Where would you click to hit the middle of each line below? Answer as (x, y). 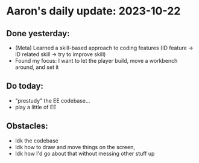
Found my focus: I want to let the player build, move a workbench (96, 61)
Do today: (25, 86)
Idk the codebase (36, 141)
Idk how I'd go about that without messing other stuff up (85, 153)
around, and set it (37, 67)
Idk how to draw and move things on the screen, (75, 147)
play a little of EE (36, 107)
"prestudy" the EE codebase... (52, 100)
